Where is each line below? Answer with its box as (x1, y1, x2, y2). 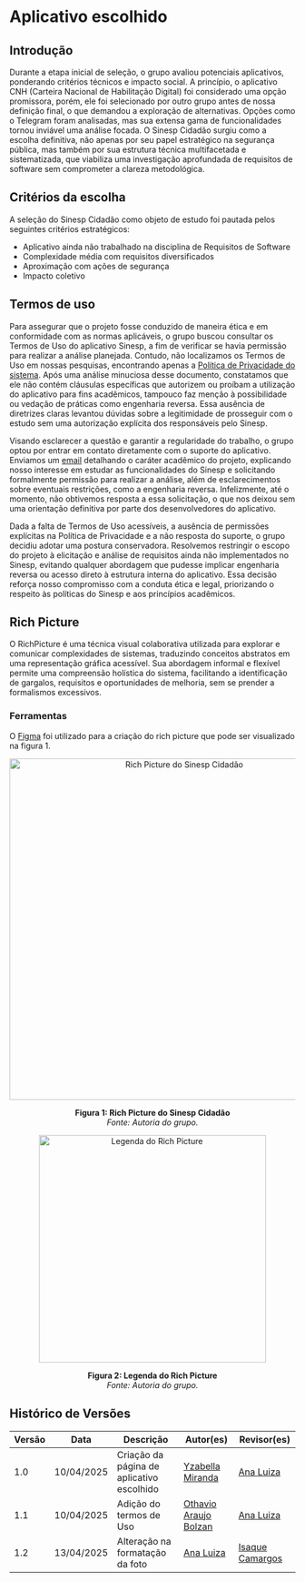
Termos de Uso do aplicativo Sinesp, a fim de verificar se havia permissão (9, 340, 288, 351)
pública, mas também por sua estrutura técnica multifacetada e (9, 144, 247, 155)
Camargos (238, 1552, 283, 1565)
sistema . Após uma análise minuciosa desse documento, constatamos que (9, 369, 289, 380)
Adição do (116, 1497, 161, 1510)
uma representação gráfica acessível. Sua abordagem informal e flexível (9, 658, 280, 669)
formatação (116, 1546, 167, 1558)
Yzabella (182, 1459, 221, 1472)
